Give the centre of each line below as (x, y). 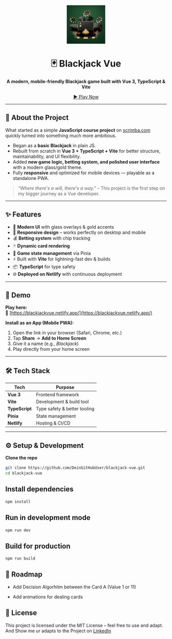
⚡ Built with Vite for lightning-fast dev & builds (62, 259)
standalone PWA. (31, 178)
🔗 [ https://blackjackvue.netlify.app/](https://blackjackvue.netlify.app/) (79, 313)
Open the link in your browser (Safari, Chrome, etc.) (67, 333)
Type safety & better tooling (65, 409)
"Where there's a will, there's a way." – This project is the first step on (91, 188)
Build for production (38, 546)
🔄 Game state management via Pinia (52, 253)
